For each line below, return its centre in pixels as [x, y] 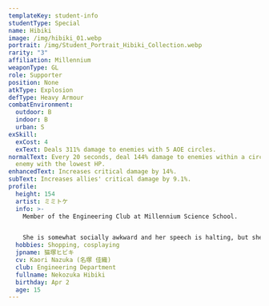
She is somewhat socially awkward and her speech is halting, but [136, 238]
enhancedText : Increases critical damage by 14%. [93, 172]
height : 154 [36, 194]
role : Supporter [35, 75]
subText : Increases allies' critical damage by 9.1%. [100, 179]
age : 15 [28, 290]
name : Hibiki [30, 30]
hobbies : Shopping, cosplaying [68, 245]
